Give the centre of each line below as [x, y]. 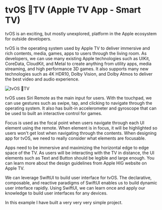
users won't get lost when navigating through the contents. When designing [81, 133]
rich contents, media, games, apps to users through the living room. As [76, 53]
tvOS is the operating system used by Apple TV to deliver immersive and [78, 48]
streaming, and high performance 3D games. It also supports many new [77, 69]
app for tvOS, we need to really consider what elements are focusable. [76, 138]
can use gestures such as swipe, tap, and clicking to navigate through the [79, 103]
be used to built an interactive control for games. [54, 113]
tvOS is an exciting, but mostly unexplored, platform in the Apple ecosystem [81, 33]
